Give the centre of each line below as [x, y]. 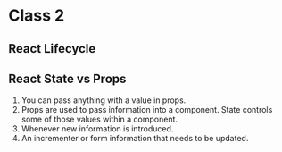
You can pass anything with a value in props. [104, 100]
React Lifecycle [52, 49]
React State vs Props [67, 78]
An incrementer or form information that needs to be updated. [135, 139]
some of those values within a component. [100, 119]
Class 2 [37, 16]
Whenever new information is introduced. [97, 129]
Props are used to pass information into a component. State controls [147, 110]
